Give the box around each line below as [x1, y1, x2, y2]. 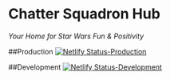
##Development [8, 62, 61, 72]
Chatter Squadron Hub [8, 5, 161, 23]
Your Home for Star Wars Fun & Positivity [8, 31, 144, 41]
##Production [8, 46, 53, 56]
